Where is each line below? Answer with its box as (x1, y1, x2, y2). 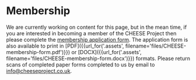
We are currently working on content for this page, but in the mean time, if (6, 24, 187, 31)
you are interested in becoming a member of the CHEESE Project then (6, 29, 176, 36)
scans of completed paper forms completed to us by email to (6, 61, 155, 68)
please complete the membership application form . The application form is (6, 36, 188, 43)
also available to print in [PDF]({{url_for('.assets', (6, 42, 124, 49)
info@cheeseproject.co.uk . (6, 67, 72, 74)
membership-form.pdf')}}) (6, 48, 70, 55)
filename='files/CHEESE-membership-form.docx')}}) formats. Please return (6, 55, 191, 62)
